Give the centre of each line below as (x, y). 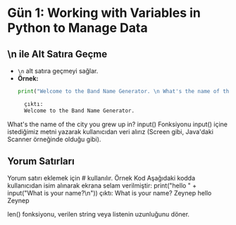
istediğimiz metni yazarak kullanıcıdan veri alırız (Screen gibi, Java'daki (110, 131)
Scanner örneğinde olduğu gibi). (54, 139)
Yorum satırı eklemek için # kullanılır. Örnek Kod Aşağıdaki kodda (101, 178)
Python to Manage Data (77, 28)
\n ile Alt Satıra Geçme (57, 54)
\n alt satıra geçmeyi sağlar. (58, 71)
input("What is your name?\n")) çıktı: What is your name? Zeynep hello (110, 193)
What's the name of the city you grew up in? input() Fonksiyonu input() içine (117, 124)
